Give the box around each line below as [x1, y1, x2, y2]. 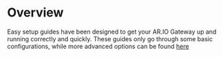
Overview [7, 5, 64, 21]
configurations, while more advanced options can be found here [7, 42, 189, 50]
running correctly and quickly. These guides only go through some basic [7, 34, 213, 43]
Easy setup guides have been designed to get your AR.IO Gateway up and [7, 27, 217, 36]
